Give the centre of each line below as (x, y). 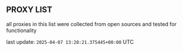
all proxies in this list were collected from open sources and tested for (91, 24)
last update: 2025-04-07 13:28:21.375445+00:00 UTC (70, 42)
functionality (21, 30)
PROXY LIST (29, 10)
